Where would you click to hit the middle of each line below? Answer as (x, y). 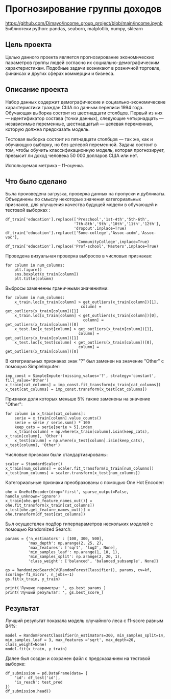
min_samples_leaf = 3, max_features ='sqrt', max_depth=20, (71, 640)
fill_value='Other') (27, 381)
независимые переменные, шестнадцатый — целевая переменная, (79, 124)
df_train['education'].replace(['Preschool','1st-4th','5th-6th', (77, 219)
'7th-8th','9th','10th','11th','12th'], (117, 224)
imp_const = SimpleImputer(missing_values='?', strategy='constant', (81, 376)
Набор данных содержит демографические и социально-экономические (86, 102)
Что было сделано (36, 181)
